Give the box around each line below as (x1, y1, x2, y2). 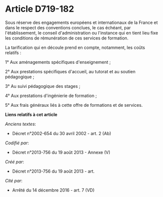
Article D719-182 (5, 3, 74, 15)
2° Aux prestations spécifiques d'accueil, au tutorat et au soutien (5, 68, 136, 74)
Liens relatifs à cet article (5, 111, 58, 118)
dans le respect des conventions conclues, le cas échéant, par (5, 24, 131, 30)
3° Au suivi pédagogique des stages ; (5, 83, 81, 89)
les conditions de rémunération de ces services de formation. (5, 35, 129, 41)
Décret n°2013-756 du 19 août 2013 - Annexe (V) (12, 149, 111, 155)
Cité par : (5, 177, 23, 183)
